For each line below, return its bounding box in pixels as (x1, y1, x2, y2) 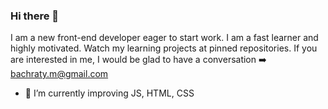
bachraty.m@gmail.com (10, 68, 109, 80)
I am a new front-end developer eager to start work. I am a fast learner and (10, 32, 319, 44)
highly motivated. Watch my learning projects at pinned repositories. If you (10, 42, 318, 54)
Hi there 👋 (10, 9, 60, 23)
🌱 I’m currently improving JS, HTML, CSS (24, 87, 195, 99)
